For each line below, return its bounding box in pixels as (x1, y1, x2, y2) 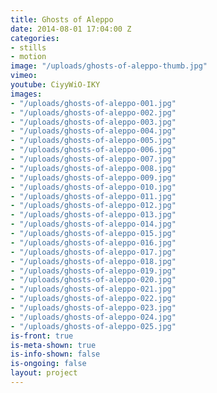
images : (10, 89, 43, 99)
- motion (10, 52, 47, 62)
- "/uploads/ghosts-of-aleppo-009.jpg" (10, 172, 177, 183)
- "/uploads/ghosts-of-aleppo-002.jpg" (10, 107, 177, 118)
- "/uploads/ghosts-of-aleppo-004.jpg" (10, 126, 177, 136)
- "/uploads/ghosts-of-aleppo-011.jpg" (10, 191, 177, 201)
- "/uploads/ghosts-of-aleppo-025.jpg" (10, 321, 177, 331)
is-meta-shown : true (10, 340, 97, 350)
